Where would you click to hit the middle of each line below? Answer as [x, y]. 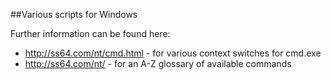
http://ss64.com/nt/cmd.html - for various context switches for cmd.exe [173, 53]
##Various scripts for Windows [74, 14]
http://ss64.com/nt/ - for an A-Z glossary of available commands [158, 63]
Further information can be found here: [90, 33]
